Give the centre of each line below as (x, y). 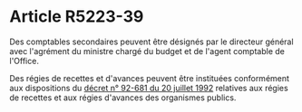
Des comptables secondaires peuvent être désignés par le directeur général (151, 42)
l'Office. (24, 61)
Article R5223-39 (77, 17)
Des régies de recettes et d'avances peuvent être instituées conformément (150, 78)
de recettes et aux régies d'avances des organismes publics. (123, 98)
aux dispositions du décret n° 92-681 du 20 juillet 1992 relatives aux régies (149, 88)
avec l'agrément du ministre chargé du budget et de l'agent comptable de (147, 51)
